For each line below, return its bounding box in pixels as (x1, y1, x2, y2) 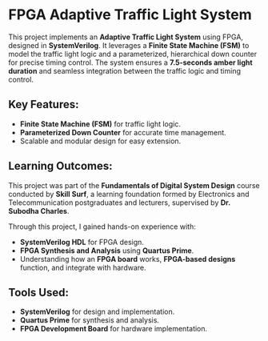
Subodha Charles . (8, 206, 70, 215)
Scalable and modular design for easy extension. (19, 136, 182, 146)
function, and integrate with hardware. (19, 263, 146, 272)
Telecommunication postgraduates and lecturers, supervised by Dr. (8, 198, 230, 207)
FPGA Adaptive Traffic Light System (8, 6, 252, 24)
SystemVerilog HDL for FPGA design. (19, 237, 144, 247)
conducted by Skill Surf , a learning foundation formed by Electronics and (8, 189, 250, 199)
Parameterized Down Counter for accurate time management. (19, 127, 226, 137)
